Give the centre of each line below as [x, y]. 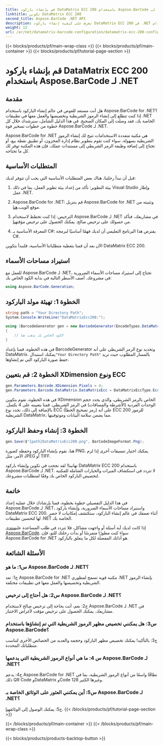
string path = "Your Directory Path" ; [44, 313]
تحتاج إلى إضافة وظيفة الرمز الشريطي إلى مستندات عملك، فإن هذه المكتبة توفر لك [80, 146]
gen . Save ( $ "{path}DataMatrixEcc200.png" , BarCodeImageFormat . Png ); [75, 441]
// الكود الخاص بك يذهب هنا [39, 335]
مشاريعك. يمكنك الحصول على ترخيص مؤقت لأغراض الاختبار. [59, 611]
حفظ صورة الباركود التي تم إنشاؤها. [37, 359]
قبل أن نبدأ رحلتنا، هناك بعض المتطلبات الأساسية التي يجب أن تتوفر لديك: [71, 178]
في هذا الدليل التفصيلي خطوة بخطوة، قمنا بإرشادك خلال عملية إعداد [67, 503]
